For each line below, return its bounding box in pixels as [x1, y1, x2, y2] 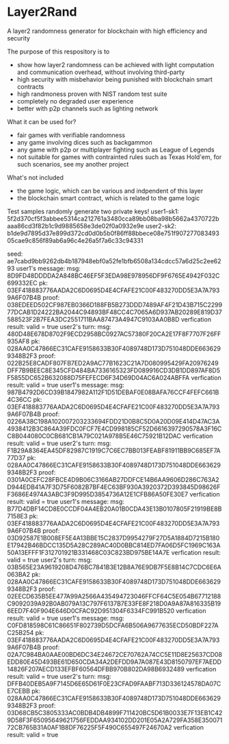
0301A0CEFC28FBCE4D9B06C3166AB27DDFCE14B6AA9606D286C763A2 [7, 475, 220, 483]
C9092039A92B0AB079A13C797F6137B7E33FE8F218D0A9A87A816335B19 [7, 599, 221, 608]
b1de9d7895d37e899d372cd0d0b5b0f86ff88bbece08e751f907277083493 [7, 229, 220, 237]
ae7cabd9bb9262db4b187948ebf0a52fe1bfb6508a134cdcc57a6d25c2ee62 [7, 256, 221, 265]
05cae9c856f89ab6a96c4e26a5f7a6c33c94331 [7, 236, 144, 244]
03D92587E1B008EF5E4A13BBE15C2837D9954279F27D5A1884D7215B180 [7, 533, 220, 542]
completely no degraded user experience [16, 97, 134, 105]
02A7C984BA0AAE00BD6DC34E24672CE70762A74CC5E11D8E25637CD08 [7, 650, 223, 658]
